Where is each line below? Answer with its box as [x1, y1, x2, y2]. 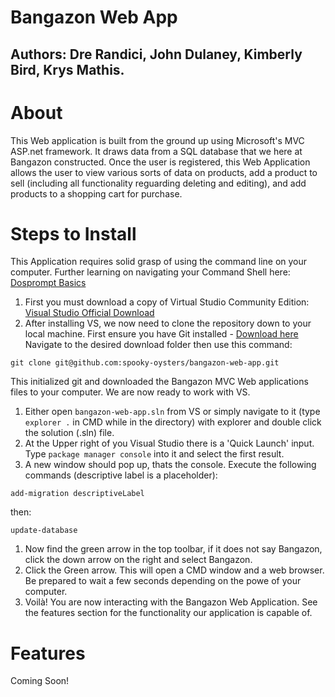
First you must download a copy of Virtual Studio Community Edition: [24, 296, 310, 308]
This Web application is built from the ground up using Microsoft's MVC [10, 134, 305, 146]
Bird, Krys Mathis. [10, 61, 125, 78]
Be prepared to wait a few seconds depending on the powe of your [24, 575, 302, 587]
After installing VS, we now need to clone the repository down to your [24, 317, 312, 330]
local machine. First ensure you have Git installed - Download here [24, 328, 299, 340]
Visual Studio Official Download [24, 307, 155, 319]
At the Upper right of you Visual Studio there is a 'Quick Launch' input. [24, 437, 315, 450]
